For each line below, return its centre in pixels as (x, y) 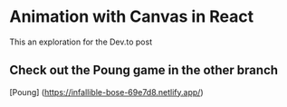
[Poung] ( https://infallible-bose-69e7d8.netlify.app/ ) (106, 92)
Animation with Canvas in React (132, 17)
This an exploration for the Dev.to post (81, 42)
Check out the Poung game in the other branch (144, 70)
